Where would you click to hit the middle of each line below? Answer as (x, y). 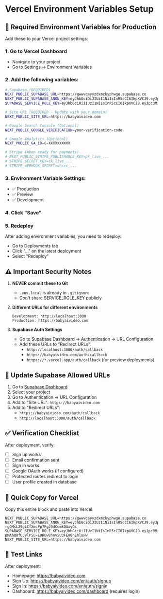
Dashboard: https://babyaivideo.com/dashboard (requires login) (76, 591)
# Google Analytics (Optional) (37, 139)
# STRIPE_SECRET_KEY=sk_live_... (39, 161)
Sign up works (26, 454)
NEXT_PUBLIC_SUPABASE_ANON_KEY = (38, 99)
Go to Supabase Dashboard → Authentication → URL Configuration (86, 339)
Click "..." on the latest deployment (47, 251)
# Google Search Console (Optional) (42, 125)
